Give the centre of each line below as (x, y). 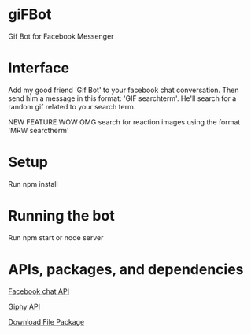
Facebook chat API (39, 291)
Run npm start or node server (56, 237)
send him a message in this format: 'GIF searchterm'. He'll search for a (122, 98)
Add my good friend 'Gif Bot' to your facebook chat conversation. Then (124, 90)
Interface (39, 68)
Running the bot (62, 216)
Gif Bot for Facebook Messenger (61, 36)
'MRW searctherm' (39, 130)
